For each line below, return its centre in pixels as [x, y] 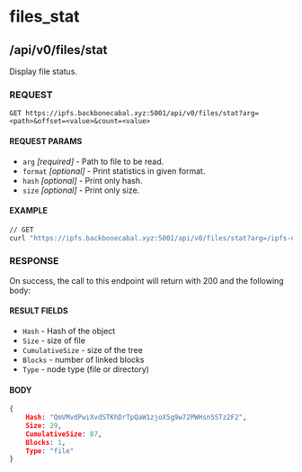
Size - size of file [53, 340]
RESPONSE [34, 261]
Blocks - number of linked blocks [83, 359]
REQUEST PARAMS [46, 141]
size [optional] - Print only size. [81, 190]
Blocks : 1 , [46, 442]
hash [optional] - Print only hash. [82, 180]
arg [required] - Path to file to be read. [93, 161]
